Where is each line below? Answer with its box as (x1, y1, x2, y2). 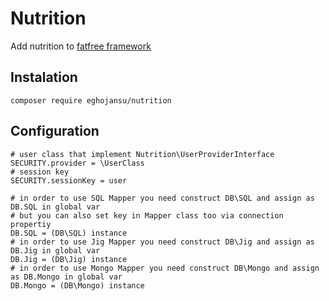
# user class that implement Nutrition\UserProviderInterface (10, 149, 275, 159)
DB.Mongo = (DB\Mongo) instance (10, 280, 145, 291)
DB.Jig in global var (10, 245, 101, 256)
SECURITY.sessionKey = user (10, 175, 128, 186)
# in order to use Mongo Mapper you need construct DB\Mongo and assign (10, 263, 320, 273)
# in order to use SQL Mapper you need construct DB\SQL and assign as (10, 193, 315, 203)
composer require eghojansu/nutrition (10, 95, 172, 106)
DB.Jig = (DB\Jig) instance (10, 254, 128, 264)
